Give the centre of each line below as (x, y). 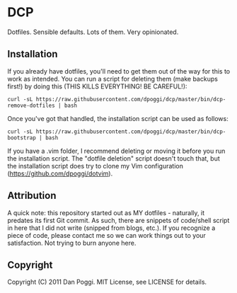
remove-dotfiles (31, 105)
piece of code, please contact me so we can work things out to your (107, 235)
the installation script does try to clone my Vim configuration (96, 166)
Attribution (32, 196)
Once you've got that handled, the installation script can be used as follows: (118, 118)
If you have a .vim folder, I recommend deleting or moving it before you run (116, 151)
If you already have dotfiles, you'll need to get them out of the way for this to (119, 71)
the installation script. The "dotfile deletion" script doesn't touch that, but (114, 158)
